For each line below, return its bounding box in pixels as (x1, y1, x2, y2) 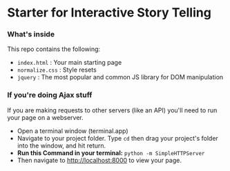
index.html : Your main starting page (17, 59, 122, 67)
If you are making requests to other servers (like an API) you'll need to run (7, 105, 218, 114)
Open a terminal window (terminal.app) (17, 126, 129, 135)
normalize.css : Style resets (17, 66, 97, 74)
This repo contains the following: (7, 45, 101, 53)
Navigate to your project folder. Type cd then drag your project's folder (17, 134, 219, 142)
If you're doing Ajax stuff (7, 90, 93, 100)
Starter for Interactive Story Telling (7, 5, 212, 21)
